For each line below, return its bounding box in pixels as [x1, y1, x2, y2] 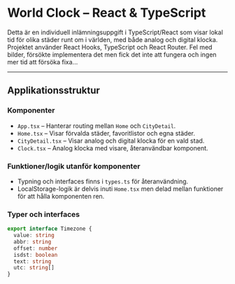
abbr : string [13, 238, 52, 246]
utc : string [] [13, 264, 55, 271]
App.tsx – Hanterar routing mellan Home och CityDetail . [17, 121, 176, 130]
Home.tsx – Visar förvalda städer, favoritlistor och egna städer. [17, 129, 196, 137]
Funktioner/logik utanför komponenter [7, 161, 141, 171]
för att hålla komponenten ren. [17, 192, 105, 200]
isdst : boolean [13, 251, 58, 258]
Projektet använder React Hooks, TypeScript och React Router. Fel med [7, 43, 213, 51]
